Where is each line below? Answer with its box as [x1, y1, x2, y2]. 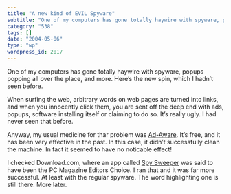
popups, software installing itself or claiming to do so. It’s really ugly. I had [7, 109, 217, 118]
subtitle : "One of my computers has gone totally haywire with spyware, [7, 17, 220, 23]
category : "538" [7, 23, 54, 30]
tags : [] [7, 29, 32, 36]
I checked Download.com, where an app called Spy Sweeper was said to [7, 158, 213, 166]
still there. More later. [7, 180, 67, 188]
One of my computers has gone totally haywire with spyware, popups [7, 67, 204, 76]
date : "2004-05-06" [7, 36, 63, 43]
